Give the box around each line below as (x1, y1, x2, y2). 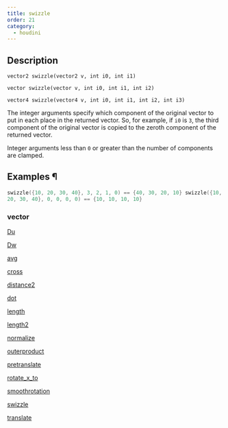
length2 (7, 320, 29, 329)
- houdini (13, 29, 41, 36)
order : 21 (7, 16, 36, 23)
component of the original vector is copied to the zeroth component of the (7, 123, 217, 132)
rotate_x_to (7, 373, 38, 381)
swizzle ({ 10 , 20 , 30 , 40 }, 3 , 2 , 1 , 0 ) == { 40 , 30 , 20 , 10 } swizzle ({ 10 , (7, 189, 223, 196)
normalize (7, 333, 36, 342)
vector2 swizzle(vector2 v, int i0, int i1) (7, 73, 136, 80)
